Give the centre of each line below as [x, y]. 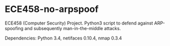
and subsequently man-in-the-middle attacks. [73, 28]
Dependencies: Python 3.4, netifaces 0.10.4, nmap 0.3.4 [63, 38]
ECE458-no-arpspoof [52, 9]
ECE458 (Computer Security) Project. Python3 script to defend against [79, 23]
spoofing [14, 28]
